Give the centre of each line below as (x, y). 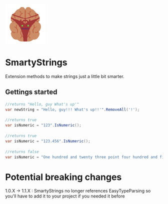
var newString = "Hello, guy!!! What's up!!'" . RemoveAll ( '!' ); (72, 109)
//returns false (22, 151)
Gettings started (31, 92)
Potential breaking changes (63, 177)
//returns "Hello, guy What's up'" (42, 104)
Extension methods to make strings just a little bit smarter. (65, 76)
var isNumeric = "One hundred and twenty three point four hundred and (81, 157)
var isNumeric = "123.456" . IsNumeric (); (48, 141)
